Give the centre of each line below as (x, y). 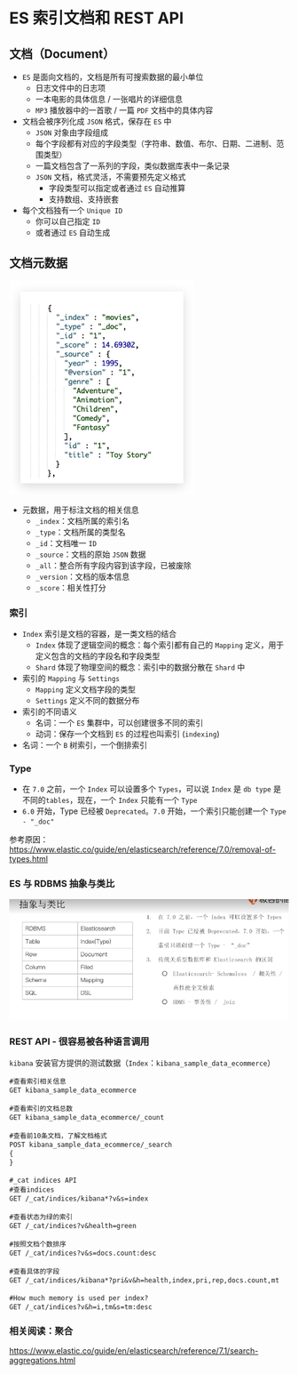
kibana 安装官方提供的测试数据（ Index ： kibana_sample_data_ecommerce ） (142, 1063)
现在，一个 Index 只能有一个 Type (137, 800)
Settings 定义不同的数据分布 (87, 701)
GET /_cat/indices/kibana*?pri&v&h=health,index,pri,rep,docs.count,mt (144, 1280)
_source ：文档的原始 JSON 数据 (90, 554)
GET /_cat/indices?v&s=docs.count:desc (83, 1253)
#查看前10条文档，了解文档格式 (59, 1136)
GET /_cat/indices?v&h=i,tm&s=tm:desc (81, 1307)
